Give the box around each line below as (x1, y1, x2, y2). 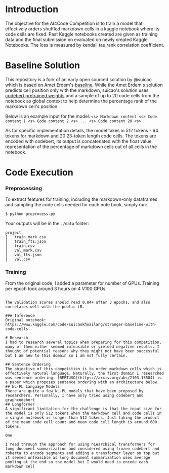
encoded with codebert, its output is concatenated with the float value (5, 138, 152, 144)
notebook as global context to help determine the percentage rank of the (5, 98, 157, 104)
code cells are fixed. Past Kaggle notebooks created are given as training (5, 31, 158, 37)
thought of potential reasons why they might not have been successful (5, 348, 159, 353)
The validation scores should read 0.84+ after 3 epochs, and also (5, 300, 151, 305)
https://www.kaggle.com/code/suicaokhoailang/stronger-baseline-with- (5, 322, 157, 327)
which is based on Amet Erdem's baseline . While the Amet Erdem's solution (5, 82, 163, 88)
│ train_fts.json (5, 239, 47, 244)
